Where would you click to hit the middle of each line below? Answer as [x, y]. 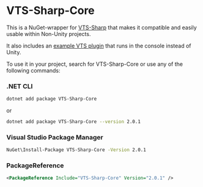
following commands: [33, 70]
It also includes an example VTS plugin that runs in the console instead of [99, 46]
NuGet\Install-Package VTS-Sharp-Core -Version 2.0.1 [76, 150]
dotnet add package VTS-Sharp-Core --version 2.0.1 [73, 122]
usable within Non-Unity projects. [49, 34]
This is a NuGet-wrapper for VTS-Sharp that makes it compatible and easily [102, 27]
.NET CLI [20, 86]
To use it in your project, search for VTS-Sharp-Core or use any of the [95, 64]
